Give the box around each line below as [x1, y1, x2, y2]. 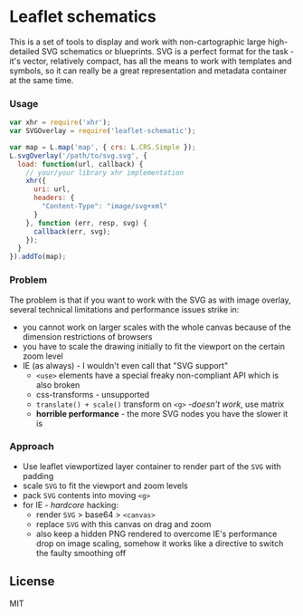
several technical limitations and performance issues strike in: [9, 303, 240, 314]
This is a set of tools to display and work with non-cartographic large [9, 36, 267, 47]
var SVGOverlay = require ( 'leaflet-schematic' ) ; [9, 127, 196, 136]
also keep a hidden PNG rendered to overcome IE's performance [35, 528, 278, 539]
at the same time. [9, 74, 74, 85]
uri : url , [33, 185, 71, 194]
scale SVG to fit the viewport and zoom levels [22, 480, 188, 491]
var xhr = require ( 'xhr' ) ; [9, 118, 111, 128]
